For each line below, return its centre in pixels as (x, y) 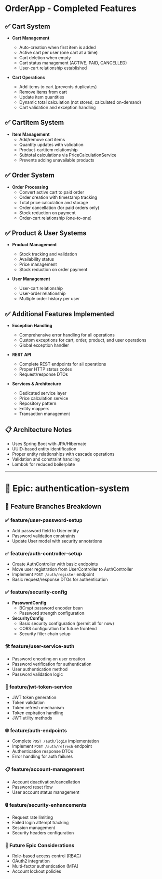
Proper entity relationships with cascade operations (63, 454)
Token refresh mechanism (38, 708)
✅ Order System (30, 175)
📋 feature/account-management (45, 769)
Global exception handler (44, 345)
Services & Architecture (36, 384)
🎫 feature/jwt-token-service (39, 687)
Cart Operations (28, 77)
